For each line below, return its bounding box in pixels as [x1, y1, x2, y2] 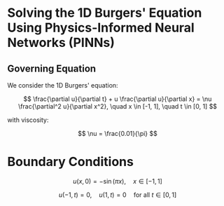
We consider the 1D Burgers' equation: [7, 81, 118, 89]
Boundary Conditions [7, 154, 134, 170]
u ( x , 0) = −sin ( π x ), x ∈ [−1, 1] [73, 177, 162, 185]
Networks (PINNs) [7, 35, 115, 50]
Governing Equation [7, 62, 97, 74]
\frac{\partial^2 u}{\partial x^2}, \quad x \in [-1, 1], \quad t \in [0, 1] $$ [17, 102, 218, 110]
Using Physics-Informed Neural [7, 20, 195, 36]
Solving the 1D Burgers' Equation [7, 5, 202, 21]
